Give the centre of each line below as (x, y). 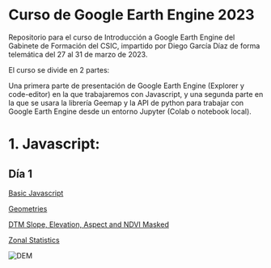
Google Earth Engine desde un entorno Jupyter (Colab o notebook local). (130, 111)
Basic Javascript (36, 193)
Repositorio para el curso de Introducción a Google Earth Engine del (122, 37)
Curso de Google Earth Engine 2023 (131, 15)
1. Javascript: (54, 144)
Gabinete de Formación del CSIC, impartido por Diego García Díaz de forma (134, 45)
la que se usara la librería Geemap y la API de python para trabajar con (126, 103)
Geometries (28, 208)
